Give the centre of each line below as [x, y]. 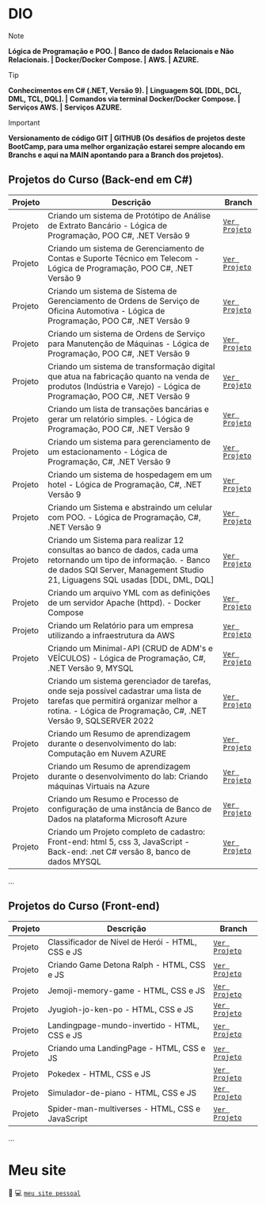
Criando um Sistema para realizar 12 [116, 540]
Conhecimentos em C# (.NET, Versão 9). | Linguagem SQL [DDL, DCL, [125, 90]
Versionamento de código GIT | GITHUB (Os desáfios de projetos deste [127, 138]
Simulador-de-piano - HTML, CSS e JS [122, 1092]
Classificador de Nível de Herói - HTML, [122, 941]
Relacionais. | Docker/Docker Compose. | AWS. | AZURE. [104, 60]
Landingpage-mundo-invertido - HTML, [123, 1025]
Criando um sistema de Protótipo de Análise [129, 215]
